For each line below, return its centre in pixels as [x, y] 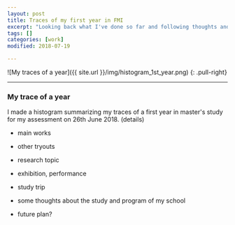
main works [34, 133]
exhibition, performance [52, 174]
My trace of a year [39, 96]
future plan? [35, 215]
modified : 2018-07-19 [39, 46]
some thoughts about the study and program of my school [101, 201]
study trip [31, 187]
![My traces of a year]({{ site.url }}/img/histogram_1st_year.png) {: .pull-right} [117, 72]
